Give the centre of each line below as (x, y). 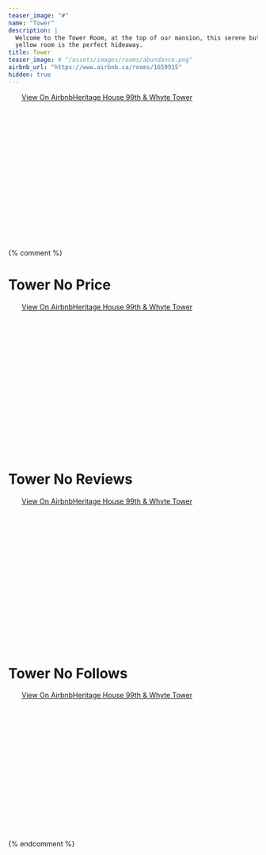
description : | (33, 30)
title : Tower (30, 52)
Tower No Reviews (70, 479)
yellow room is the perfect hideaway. (80, 45)
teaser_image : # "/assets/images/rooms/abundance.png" (101, 60)
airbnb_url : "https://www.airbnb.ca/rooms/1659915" (95, 67)
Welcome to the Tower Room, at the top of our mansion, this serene (131, 38)
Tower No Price (59, 284)
